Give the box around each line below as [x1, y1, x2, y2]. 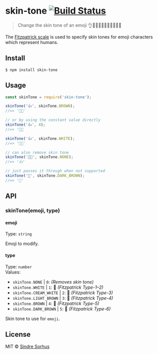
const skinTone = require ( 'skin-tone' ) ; [5, 94, 92, 100]
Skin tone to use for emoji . [5, 316, 60, 322]
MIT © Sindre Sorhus [5, 343, 50, 349]
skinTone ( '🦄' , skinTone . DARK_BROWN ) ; [5, 173, 85, 178]
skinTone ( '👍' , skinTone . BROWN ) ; [5, 104, 75, 109]
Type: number [5, 263, 32, 269]
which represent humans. [5, 39, 59, 45]
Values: [5, 269, 21, 275]
